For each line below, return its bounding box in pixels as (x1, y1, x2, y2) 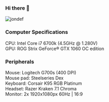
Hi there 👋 (5, 5, 30, 12)
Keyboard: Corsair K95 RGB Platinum (5, 80, 82, 86)
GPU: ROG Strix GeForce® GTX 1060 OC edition (5, 45, 104, 52)
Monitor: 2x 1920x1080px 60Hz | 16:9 (5, 91, 83, 97)
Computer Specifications (5, 29, 68, 36)
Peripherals (5, 58, 34, 65)
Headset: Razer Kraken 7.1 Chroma (5, 85, 77, 91)
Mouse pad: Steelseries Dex (5, 75, 64, 81)
